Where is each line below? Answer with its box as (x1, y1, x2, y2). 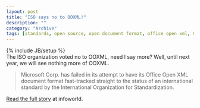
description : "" (6, 20, 46, 26)
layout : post (6, 8, 39, 15)
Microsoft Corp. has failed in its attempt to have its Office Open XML (20, 71, 189, 78)
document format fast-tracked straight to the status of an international (20, 78, 193, 85)
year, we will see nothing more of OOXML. (6, 60, 110, 67)
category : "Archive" (6, 25, 58, 31)
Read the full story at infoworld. (6, 96, 83, 103)
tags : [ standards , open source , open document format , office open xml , (6, 31, 190, 37)
